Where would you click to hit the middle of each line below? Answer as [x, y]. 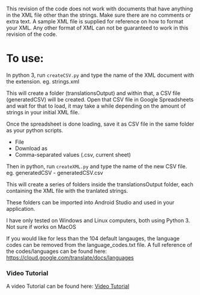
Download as [31, 148]
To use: [25, 59]
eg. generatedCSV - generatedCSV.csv [55, 172]
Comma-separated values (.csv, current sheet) [73, 154]
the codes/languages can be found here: [56, 251]
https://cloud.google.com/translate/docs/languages [70, 257]
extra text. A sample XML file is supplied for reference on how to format [95, 21]
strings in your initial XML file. [43, 112]
